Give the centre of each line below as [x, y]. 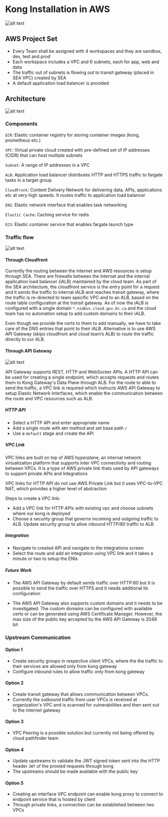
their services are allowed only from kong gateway [64, 666]
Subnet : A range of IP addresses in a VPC [48, 165]
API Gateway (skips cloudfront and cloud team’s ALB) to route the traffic [79, 334]
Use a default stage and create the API [53, 433]
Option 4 [15, 750]
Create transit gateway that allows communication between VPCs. [81, 694]
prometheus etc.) [23, 140]
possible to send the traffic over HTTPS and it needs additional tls [80, 588]
